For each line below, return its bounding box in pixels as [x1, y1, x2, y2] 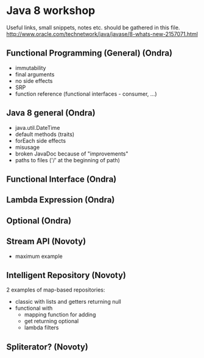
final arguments [15, 71, 55, 78]
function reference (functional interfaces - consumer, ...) [15, 90, 157, 98]
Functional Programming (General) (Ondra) [6, 48, 172, 59]
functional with [15, 304, 53, 312]
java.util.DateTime [15, 124, 60, 131]
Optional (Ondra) [6, 215, 72, 226]
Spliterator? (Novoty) [6, 342, 88, 352]
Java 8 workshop [6, 4, 96, 18]
